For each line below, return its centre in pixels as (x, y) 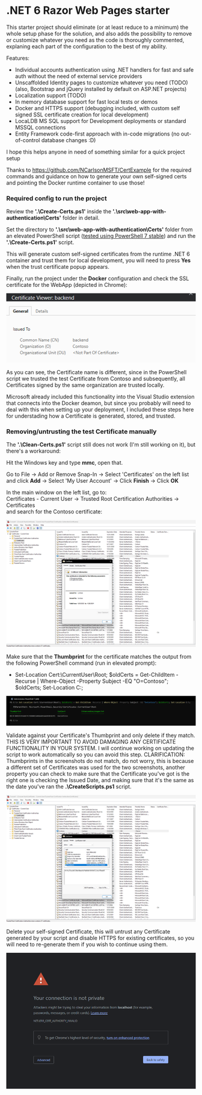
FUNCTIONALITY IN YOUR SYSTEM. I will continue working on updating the (100, 748)
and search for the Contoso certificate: (54, 512)
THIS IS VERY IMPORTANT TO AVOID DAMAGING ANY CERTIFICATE (91, 742)
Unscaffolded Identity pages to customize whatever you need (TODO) (101, 83)
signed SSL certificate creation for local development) (82, 115)
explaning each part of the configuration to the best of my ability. (87, 46)
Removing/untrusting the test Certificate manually (81, 431)
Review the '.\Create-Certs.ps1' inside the (59, 212)
